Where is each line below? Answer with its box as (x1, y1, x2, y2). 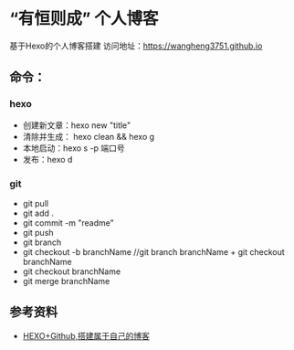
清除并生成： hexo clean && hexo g (22, 131, 155, 142)
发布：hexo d (22, 154, 73, 164)
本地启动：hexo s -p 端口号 (22, 143, 125, 154)
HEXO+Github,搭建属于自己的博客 (22, 330, 151, 341)
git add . (22, 207, 55, 218)
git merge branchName (22, 275, 110, 286)
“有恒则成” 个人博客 (9, 8, 159, 29)
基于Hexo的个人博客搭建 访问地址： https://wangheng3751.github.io (9, 40, 263, 51)
